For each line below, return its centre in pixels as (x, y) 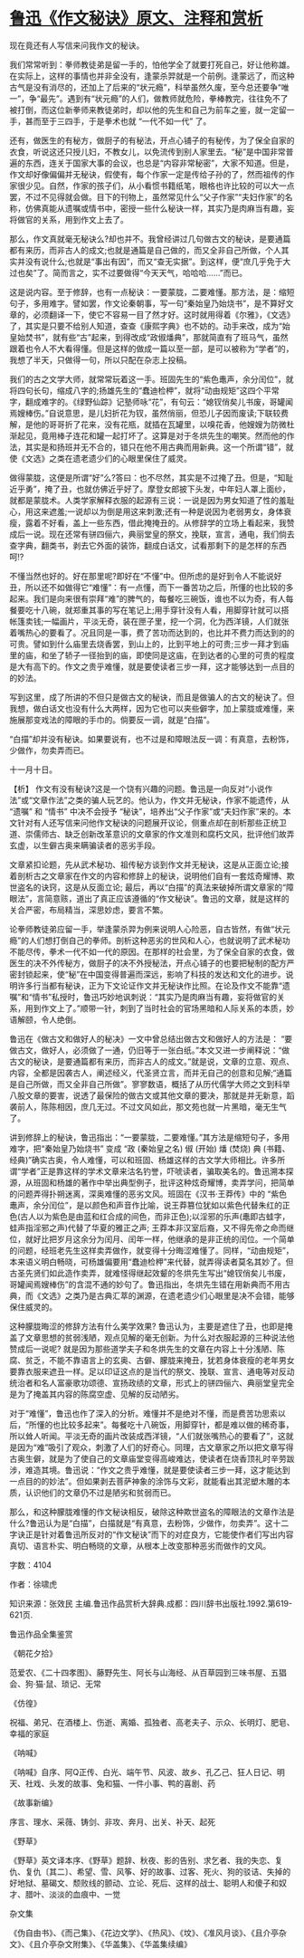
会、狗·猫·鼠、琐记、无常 (56, 1684)
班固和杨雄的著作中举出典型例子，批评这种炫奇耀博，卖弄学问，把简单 (164, 1182)
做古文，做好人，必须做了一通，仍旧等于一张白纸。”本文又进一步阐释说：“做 (150, 1050)
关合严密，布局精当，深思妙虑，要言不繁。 (89, 910)
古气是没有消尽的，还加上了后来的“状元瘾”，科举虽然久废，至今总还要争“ (146, 87)
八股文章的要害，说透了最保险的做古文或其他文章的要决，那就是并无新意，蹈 (152, 1095)
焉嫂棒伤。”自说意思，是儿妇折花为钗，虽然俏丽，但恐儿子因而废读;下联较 (145, 413)
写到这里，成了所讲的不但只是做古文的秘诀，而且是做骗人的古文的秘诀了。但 (152, 697)
